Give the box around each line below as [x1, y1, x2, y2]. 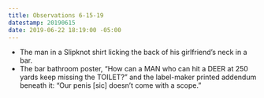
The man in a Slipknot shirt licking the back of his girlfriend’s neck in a [19, 48, 247, 57]
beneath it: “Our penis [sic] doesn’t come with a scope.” [19, 81, 202, 90]
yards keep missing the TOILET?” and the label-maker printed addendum [19, 72, 257, 82]
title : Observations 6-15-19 [8, 11, 104, 20]
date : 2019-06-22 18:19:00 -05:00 [8, 26, 122, 34]
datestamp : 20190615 [8, 19, 76, 27]
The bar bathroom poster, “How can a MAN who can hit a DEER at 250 [19, 64, 248, 74]
